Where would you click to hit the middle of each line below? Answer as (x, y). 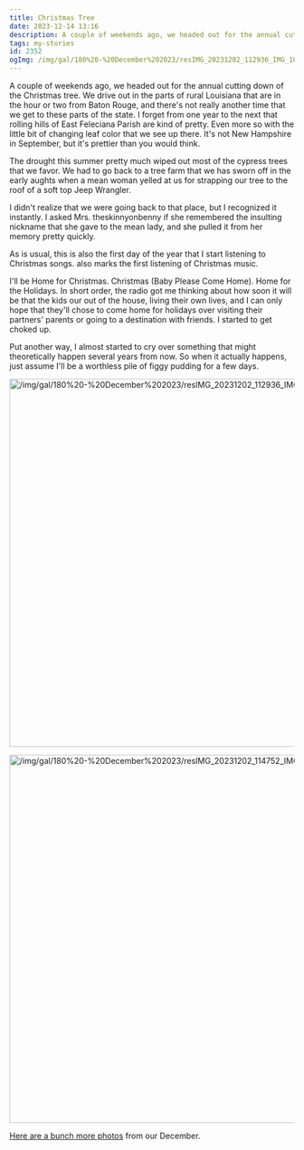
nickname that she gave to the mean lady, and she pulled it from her (136, 227)
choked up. (30, 329)
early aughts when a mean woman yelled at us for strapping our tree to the (148, 180)
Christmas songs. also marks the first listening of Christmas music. (134, 263)
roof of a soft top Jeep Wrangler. (70, 190)
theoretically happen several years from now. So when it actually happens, (148, 356)
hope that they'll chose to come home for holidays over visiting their (136, 310)
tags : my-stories (42, 43)
